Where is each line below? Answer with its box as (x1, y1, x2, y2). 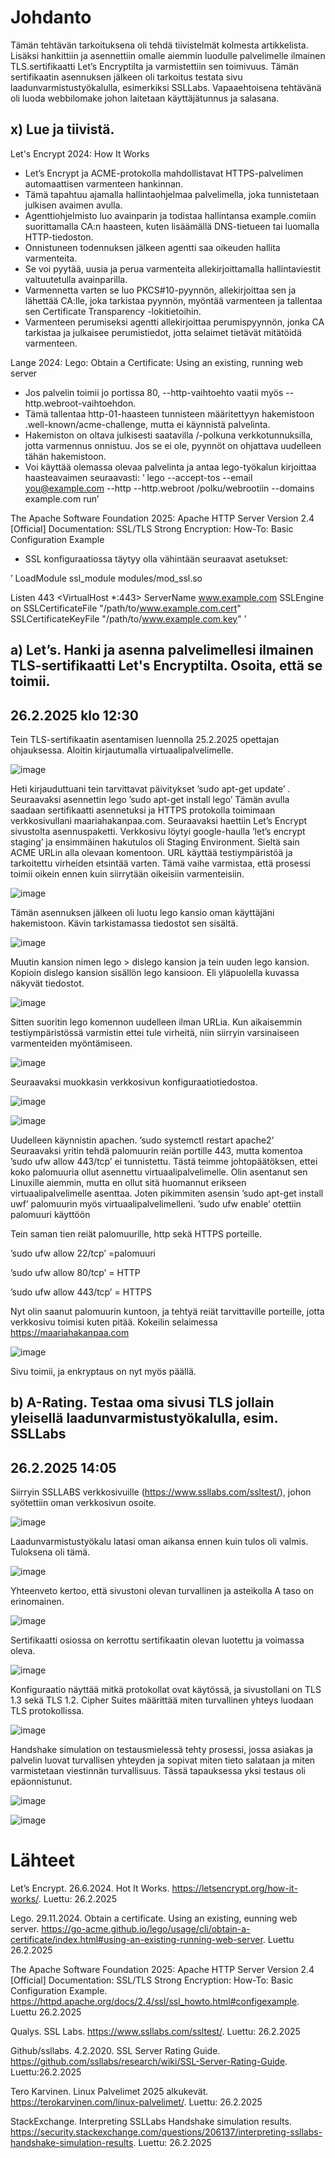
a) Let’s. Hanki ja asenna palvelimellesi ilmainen (10, 642, 314, 659)
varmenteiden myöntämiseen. (10, 1037, 133, 1049)
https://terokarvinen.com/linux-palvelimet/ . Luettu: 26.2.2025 (10, 2096, 263, 2108)
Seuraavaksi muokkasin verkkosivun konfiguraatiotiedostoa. (10, 1076, 258, 1088)
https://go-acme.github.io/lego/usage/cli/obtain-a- (41, 1923, 251, 1935)
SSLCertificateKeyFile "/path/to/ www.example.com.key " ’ (10, 612, 247, 625)
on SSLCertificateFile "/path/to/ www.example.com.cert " (10, 602, 242, 614)
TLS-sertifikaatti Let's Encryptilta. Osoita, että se (10, 657, 323, 675)
